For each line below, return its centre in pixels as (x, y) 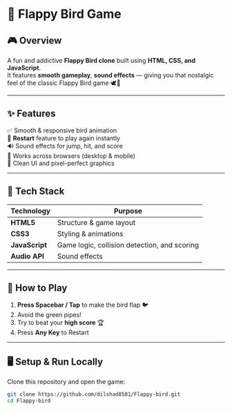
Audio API (28, 256)
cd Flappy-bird (29, 401)
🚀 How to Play (37, 288)
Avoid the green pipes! (49, 315)
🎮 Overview (35, 40)
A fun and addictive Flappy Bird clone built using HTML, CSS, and (101, 60)
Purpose (128, 211)
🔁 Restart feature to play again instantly (64, 138)
